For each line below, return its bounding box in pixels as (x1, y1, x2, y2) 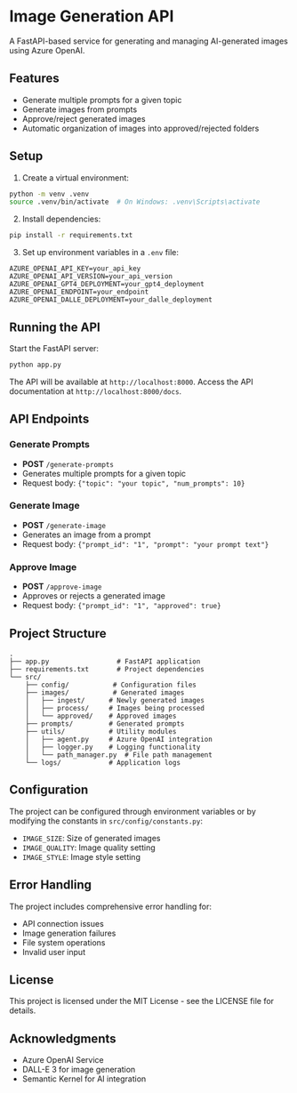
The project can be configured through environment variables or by (9, 806, 256, 816)
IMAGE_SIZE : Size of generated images (21, 832, 161, 843)
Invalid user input (21, 946, 86, 957)
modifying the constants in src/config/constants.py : (9, 816, 203, 826)
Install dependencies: (21, 213, 101, 224)
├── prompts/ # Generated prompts (25, 719, 185, 728)
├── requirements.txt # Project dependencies (9, 664, 205, 673)
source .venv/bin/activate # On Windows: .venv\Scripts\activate (9, 197, 261, 206)
